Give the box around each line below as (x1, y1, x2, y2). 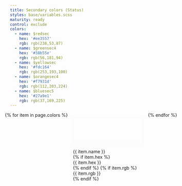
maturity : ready (10, 17, 45, 22)
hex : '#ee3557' (19, 36, 52, 42)
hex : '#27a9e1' (19, 93, 52, 98)
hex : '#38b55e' (19, 50, 52, 55)
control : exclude (10, 22, 47, 27)
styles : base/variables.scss (10, 12, 72, 17)
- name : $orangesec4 (14, 74, 59, 79)
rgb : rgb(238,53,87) (19, 41, 63, 46)
